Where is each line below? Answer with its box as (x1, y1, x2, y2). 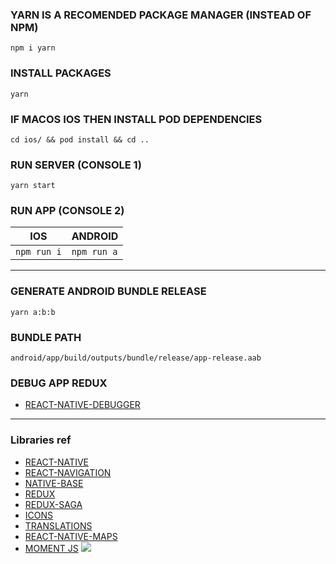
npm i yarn (10, 43, 56, 53)
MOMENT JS (24, 542, 79, 554)
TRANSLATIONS (24, 519, 93, 532)
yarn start (10, 181, 56, 191)
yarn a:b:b (10, 307, 56, 317)
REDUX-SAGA (24, 498, 83, 510)
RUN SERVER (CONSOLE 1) (10, 158, 142, 172)
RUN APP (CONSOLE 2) (10, 204, 125, 218)
